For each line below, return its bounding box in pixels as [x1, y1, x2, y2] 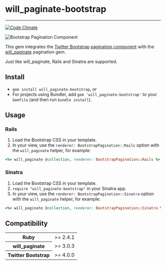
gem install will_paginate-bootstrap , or [12, 86, 97, 92]
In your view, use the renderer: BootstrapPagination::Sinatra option [12, 191, 154, 197]
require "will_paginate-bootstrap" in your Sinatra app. [12, 185, 127, 191]
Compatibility [5, 219, 48, 227]
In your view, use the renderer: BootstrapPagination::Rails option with [12, 142, 160, 148]
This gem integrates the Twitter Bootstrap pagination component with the [5, 44, 155, 50]
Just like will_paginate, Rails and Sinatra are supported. [5, 58, 118, 64]
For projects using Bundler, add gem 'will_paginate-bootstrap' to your [12, 91, 157, 97]
